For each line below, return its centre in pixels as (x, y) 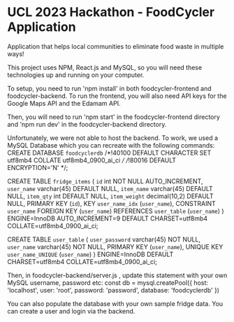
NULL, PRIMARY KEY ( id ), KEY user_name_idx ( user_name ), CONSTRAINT (112, 203)
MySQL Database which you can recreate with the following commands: (111, 145)
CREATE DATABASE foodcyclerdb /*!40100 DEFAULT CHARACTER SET (109, 153)
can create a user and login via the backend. (71, 311)
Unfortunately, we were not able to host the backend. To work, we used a (113, 138)
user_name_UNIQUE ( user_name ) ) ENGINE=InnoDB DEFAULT (90, 254)
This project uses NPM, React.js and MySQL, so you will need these (105, 67)
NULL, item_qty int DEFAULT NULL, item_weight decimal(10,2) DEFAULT (110, 196)
